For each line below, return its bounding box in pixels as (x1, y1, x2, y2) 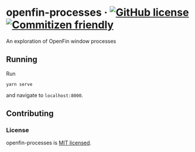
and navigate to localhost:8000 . (6, 91, 83, 99)
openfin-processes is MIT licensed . (6, 139, 92, 146)
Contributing (6, 109, 54, 119)
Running (6, 54, 38, 64)
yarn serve (6, 81, 33, 87)
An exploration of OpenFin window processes (6, 37, 117, 44)
